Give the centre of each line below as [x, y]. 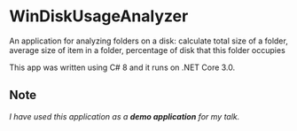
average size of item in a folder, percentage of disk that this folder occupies [147, 50]
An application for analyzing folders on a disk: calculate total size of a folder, [148, 41]
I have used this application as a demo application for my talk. [125, 116]
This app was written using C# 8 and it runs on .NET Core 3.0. [122, 67]
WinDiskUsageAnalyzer [99, 16]
